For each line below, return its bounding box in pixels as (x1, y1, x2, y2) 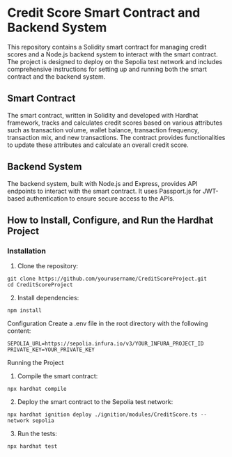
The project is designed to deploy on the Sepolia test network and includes (7, 57, 223, 65)
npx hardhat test (7, 443, 58, 450)
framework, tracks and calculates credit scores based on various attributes (7, 118, 223, 127)
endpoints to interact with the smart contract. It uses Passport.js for (7, 187, 201, 195)
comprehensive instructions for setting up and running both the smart (7, 65, 208, 73)
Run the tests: (17, 430, 58, 438)
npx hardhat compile (7, 385, 68, 393)
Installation (7, 246, 47, 256)
